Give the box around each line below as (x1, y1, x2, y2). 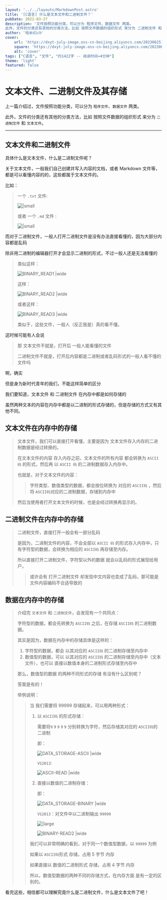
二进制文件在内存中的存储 (5, 515, 83, 523)
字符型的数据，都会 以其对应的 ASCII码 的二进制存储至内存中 (24, 648, 148, 654)
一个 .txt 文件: (17, 193, 48, 199)
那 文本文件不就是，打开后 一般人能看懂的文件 (17, 342, 112, 349)
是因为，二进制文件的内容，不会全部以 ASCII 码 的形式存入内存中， (17, 540, 155, 546)
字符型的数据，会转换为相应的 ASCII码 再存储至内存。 (21, 546, 131, 552)
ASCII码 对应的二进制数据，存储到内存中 (35, 489, 116, 495)
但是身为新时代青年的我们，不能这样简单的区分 (5, 381, 101, 386)
